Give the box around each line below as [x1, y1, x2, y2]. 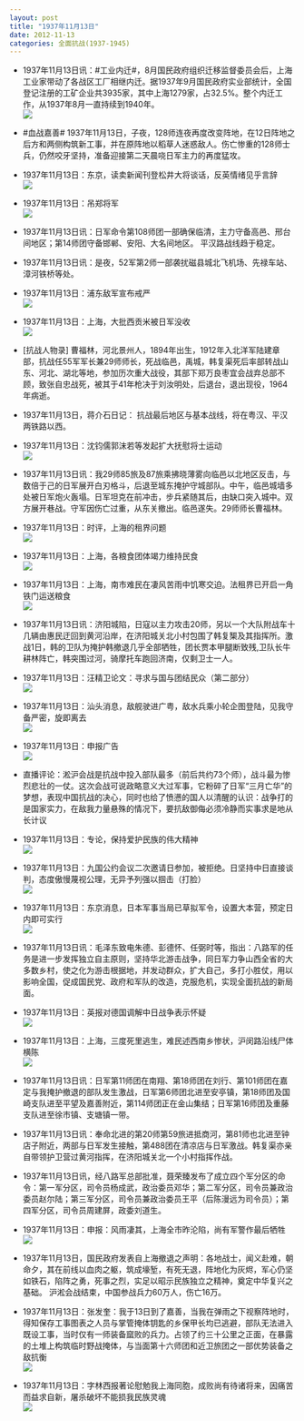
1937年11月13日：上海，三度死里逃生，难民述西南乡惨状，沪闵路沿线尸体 [22, 1035, 294, 1047]
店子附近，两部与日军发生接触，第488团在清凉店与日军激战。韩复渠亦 [22, 1140, 285, 1152]
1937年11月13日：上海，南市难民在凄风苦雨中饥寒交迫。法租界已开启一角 [22, 579, 294, 590]
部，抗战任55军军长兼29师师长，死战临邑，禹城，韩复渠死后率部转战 [22, 356, 281, 367]
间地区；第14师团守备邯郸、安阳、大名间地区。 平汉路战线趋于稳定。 [22, 238, 280, 249]
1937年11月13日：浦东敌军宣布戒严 [22, 288, 152, 299]
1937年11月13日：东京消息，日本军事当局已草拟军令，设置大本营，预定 [22, 902, 286, 913]
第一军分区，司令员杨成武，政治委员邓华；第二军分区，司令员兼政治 [38, 1182, 293, 1193]
